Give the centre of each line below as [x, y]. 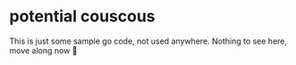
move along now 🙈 [43, 50]
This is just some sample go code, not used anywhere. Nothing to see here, [148, 41]
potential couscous [82, 16]
